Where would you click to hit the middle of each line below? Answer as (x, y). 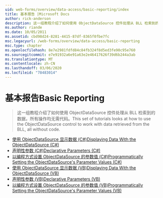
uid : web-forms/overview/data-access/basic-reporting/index (67, 9)
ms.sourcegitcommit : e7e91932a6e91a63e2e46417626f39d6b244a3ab (70, 55)
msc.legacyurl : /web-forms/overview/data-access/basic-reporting (72, 41)
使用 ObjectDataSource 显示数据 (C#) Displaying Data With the (74, 139)
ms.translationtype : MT (29, 59)
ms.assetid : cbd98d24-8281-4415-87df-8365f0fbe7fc (57, 37)
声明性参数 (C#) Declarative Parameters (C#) (56, 150)
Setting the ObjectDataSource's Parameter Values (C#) (67, 162)
